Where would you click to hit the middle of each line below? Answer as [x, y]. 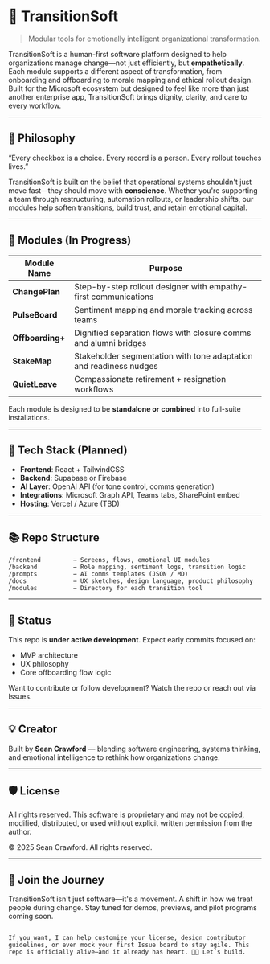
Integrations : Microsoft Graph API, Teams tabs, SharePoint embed [130, 495]
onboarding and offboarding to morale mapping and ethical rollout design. [131, 80]
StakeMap [32, 361]
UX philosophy [45, 664]
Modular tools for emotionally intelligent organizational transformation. [144, 39]
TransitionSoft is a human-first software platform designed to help [118, 54]
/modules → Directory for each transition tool [106, 589]
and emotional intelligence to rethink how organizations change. [115, 757]
